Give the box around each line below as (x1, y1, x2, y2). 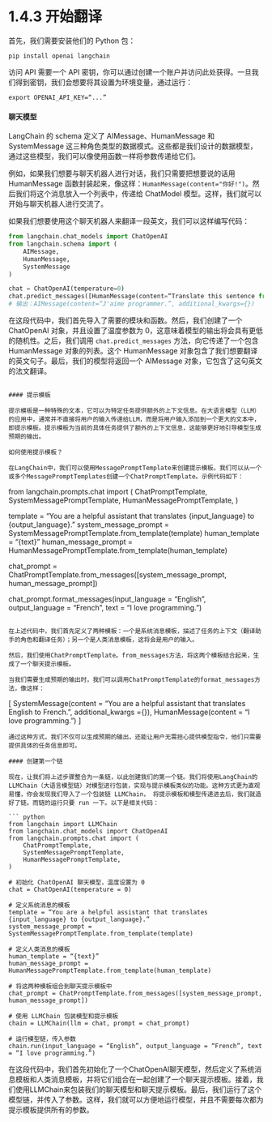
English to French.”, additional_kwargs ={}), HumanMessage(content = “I (8, 707, 250, 717)
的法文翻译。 (8, 366, 51, 376)
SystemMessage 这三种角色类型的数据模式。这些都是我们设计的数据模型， (8, 141, 257, 151)
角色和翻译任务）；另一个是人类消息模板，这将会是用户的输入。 (19, 636, 198, 645)
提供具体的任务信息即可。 (8, 742, 81, 750)
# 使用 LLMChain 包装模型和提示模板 (8, 1013, 119, 1021)
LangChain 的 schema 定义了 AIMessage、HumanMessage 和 (8, 131, 215, 141)
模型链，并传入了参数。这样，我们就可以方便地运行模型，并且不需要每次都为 (8, 1095, 264, 1105)
